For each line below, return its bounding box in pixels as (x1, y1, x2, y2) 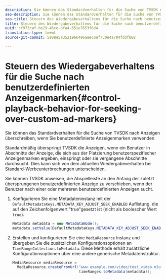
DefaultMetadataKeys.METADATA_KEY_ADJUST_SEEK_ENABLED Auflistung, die (12, 201, 159, 207)
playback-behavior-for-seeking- (5, 103, 142, 114)
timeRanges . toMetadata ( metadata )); (79, 269, 152, 275)
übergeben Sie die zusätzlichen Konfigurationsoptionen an (12, 240, 132, 246)
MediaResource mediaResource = (12, 260, 77, 265)
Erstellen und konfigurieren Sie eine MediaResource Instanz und (12, 234, 140, 241)
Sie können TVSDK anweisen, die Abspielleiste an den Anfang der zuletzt (5, 175, 154, 181)
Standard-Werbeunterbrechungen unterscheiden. (5, 166, 106, 172)
